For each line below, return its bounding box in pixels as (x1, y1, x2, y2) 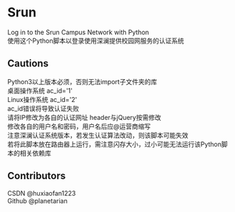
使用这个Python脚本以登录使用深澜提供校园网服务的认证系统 (7, 36, 184, 45)
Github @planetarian (7, 196, 68, 205)
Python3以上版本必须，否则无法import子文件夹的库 (7, 77, 157, 86)
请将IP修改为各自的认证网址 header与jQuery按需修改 (7, 113, 162, 121)
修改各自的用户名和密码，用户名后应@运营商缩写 (7, 122, 151, 131)
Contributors (7, 170, 66, 182)
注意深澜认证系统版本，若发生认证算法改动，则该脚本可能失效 (7, 131, 189, 139)
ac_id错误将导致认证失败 (7, 104, 80, 113)
